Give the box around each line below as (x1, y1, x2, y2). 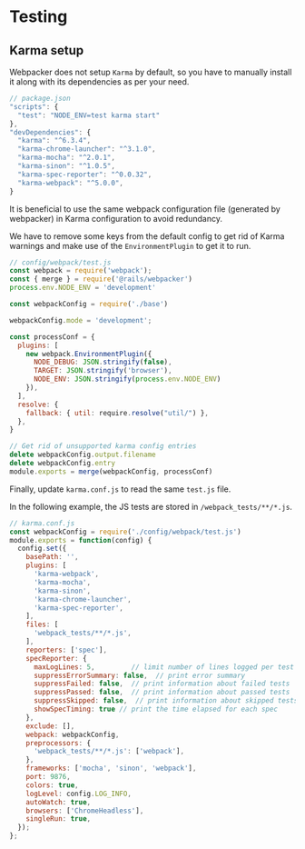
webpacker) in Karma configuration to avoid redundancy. (9, 213, 222, 224)
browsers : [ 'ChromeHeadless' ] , (25, 806, 144, 815)
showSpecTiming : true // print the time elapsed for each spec (33, 704, 279, 714)
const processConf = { (9, 332, 95, 342)
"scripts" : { (9, 102, 59, 111)
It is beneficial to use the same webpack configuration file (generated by (9, 203, 281, 215)
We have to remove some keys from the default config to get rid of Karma (9, 230, 285, 242)
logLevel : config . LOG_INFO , (25, 789, 132, 798)
